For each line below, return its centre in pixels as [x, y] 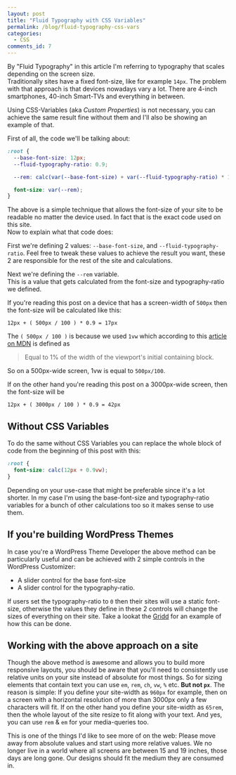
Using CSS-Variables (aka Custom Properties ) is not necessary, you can [111, 110]
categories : [25, 33]
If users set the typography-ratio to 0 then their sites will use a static [106, 601]
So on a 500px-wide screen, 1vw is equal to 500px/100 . [86, 371]
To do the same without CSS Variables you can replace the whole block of [114, 443]
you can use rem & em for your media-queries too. [78, 722]
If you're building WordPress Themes [91, 535]
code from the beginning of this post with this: [74, 451]
